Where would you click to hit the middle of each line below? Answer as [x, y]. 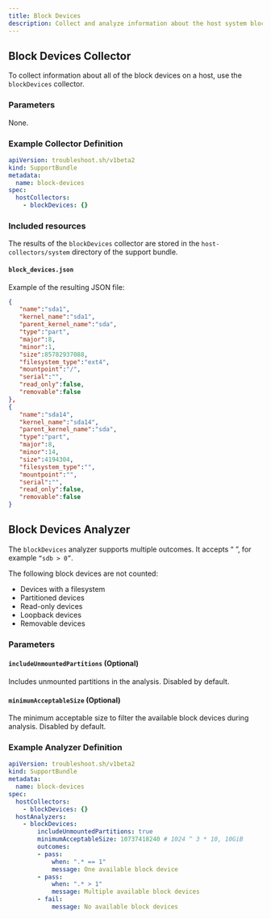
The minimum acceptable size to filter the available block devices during [129, 718]
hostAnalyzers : [41, 816]
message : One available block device [115, 869]
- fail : [50, 900]
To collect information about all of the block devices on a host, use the [125, 76]
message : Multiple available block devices [125, 892]
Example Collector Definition [66, 144]
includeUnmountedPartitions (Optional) [74, 664]
